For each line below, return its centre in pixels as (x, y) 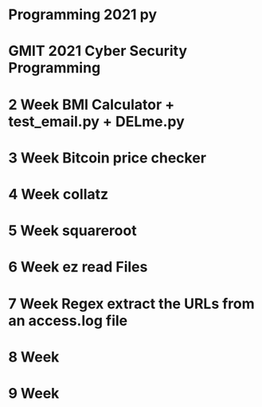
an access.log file (68, 321)
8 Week (34, 357)
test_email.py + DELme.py (96, 121)
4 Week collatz (59, 194)
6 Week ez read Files (78, 267)
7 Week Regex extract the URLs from (131, 303)
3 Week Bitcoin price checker (108, 158)
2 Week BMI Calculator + (92, 104)
